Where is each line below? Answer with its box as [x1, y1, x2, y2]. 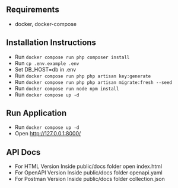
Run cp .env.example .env [14, 59, 80, 67]
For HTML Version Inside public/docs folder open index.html [14, 163, 162, 170]
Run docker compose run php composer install [14, 53, 130, 60]
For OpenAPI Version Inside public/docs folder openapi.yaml [14, 169, 163, 176]
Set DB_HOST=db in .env [14, 66, 77, 73]
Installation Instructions [6, 38, 97, 48]
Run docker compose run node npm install [14, 85, 119, 92]
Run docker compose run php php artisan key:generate [14, 72, 151, 79]
